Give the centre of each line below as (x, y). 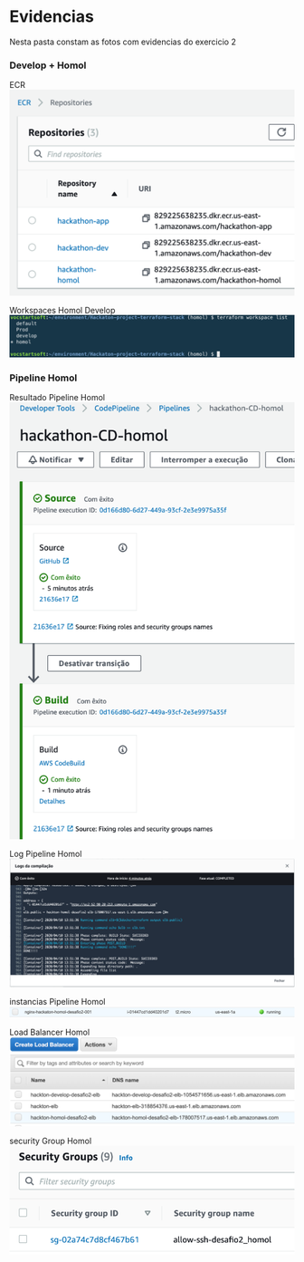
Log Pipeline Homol (46, 853)
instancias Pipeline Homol (57, 1002)
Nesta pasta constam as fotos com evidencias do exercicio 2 (123, 42)
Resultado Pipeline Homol (57, 398)
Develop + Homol (48, 65)
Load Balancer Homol (50, 1032)
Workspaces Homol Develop (62, 310)
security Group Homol (51, 1141)
